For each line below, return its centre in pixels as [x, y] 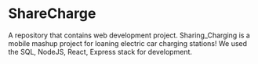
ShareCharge [52, 14]
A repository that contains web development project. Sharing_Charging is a [129, 35]
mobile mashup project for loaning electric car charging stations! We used [128, 43]
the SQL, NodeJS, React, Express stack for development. [100, 52]
